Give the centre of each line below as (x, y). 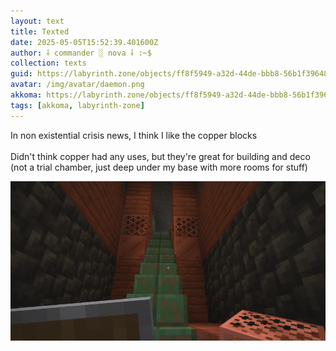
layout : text (37, 21)
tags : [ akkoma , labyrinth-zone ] (77, 105)
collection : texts (48, 63)
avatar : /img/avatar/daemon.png (77, 85)
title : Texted (40, 31)
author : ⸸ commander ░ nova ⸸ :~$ (81, 53)
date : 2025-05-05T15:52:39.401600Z (84, 42)
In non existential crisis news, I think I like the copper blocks (134, 135)
